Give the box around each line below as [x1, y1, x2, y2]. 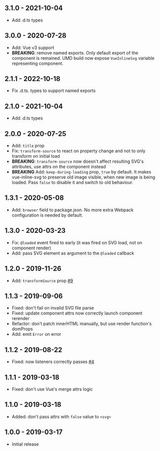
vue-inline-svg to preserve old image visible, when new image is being [11, 174, 156, 180]
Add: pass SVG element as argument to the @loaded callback [11, 250, 134, 256]
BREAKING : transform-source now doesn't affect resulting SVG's [11, 158, 144, 165]
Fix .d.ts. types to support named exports [11, 88, 96, 93]
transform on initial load [11, 153, 60, 159]
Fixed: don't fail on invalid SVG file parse [11, 305, 95, 311]
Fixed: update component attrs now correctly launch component [11, 310, 143, 316]
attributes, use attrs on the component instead [11, 164, 106, 170]
